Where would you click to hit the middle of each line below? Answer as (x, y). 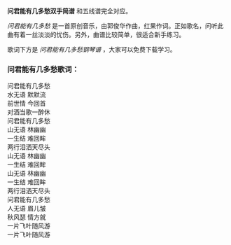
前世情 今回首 (27, 104)
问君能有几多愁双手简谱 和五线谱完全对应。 (69, 11)
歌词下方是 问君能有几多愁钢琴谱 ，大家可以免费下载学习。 (92, 49)
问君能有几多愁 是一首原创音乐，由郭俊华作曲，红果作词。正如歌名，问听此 (115, 26)
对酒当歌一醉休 (29, 112)
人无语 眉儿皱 (27, 209)
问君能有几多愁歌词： (43, 69)
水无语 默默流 (27, 94)
